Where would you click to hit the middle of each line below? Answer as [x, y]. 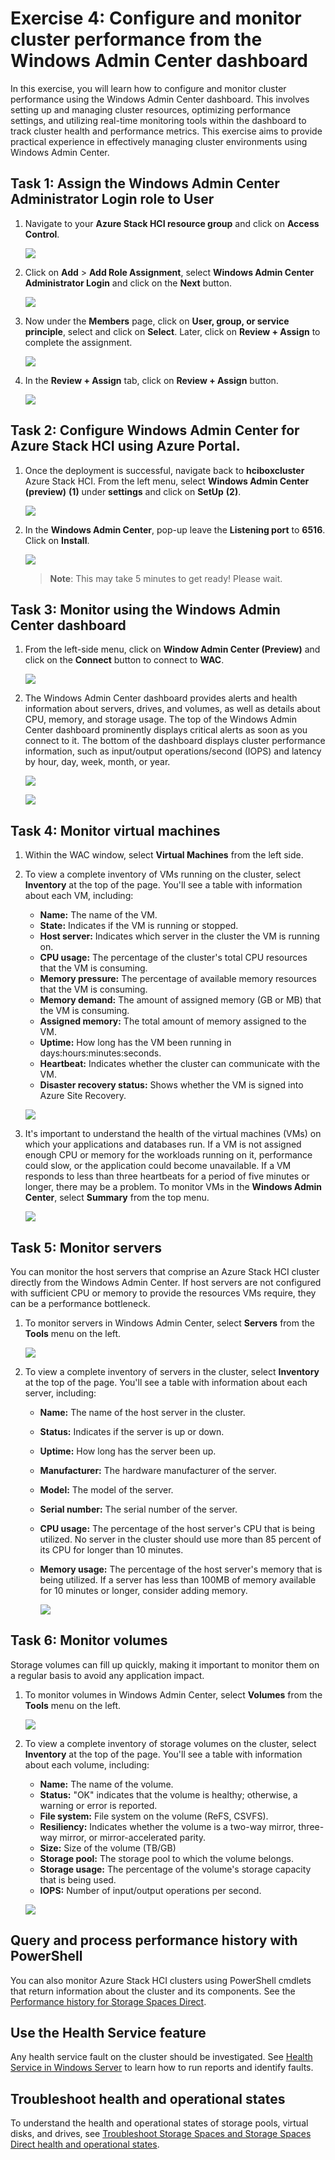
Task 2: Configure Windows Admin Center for [155, 430]
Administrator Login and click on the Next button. [128, 283]
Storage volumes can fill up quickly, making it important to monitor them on [165, 1664]
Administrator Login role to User [112, 199]
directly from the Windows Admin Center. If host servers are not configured [166, 1282]
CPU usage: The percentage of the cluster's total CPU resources [173, 958]
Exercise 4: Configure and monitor [156, 18]
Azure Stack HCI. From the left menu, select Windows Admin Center [167, 481]
